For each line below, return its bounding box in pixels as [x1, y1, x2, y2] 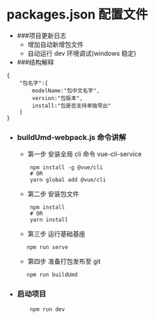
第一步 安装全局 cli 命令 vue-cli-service [27, 150, 142, 158]
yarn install [30, 216, 69, 224]
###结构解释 [16, 57, 54, 66]
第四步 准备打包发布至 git [27, 257, 101, 266]
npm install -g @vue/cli [30, 164, 103, 171]
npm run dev [30, 306, 65, 313]
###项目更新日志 [16, 31, 67, 40]
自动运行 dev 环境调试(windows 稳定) [27, 49, 137, 57]
